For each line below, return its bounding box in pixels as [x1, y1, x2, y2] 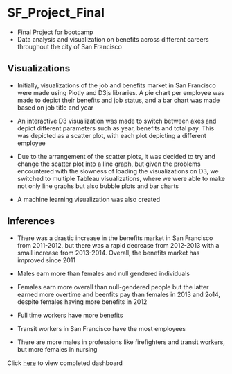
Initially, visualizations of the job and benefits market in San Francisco [17, 81, 216, 90]
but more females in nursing [17, 345, 98, 353]
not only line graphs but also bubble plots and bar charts [17, 182, 179, 190]
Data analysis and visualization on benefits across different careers [17, 35, 209, 43]
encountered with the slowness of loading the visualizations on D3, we [17, 167, 220, 175]
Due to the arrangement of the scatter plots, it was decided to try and [17, 152, 216, 160]
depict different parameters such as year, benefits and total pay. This [17, 124, 215, 133]
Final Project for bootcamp [17, 28, 93, 36]
